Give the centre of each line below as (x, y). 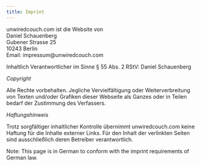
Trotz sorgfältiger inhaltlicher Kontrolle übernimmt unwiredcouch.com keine (100, 126)
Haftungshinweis (27, 115)
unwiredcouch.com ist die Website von (55, 29)
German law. (22, 158)
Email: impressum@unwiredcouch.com (55, 55)
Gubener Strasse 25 (31, 42)
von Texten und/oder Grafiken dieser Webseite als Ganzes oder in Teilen (97, 96)
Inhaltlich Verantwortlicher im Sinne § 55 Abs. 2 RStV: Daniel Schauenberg (99, 67)
